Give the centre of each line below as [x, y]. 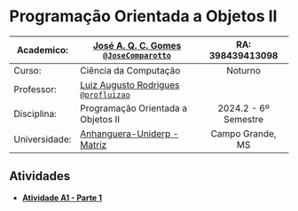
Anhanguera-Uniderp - [129, 133]
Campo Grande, [243, 133]
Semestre [243, 119]
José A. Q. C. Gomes [137, 45]
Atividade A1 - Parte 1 [62, 198]
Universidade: [43, 139]
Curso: [27, 70]
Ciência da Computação [130, 70]
